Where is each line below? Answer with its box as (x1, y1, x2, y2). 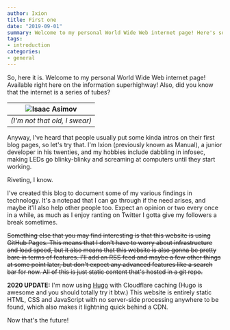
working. (7, 162, 32, 170)
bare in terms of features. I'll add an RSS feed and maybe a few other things (7, 253, 221, 261)
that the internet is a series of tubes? (7, 88, 111, 96)
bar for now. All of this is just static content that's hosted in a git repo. (7, 268, 203, 276)
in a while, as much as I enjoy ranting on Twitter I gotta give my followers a (7, 210, 217, 219)
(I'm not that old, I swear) (10, 116, 92, 125)
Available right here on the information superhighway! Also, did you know (7, 80, 214, 89)
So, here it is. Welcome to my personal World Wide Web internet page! (7, 73, 206, 81)
